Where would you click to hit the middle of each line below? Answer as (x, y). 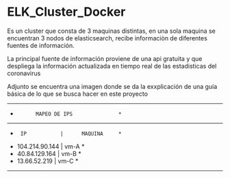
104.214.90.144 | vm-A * (51, 146)
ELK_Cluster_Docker (66, 12)
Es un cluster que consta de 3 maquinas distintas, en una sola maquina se (111, 31)
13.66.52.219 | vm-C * (48, 161)
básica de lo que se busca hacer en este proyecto (78, 94)
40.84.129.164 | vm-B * (49, 153)
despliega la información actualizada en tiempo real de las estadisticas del (112, 66)
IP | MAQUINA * (71, 133)
